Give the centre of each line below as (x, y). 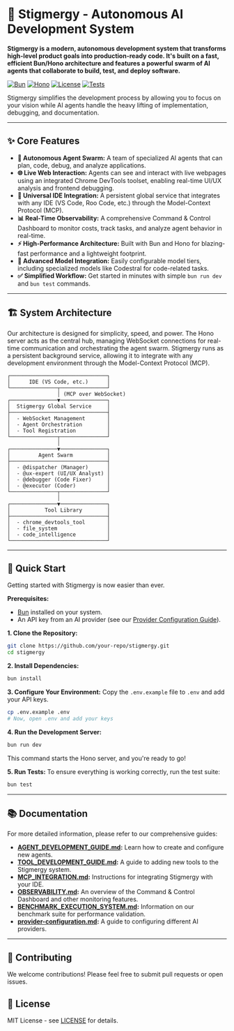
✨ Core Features (44, 141)
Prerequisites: (28, 599)
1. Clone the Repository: (42, 633)
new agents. (35, 855)
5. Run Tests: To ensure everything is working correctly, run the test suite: (114, 771)
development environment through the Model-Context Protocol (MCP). (109, 363)
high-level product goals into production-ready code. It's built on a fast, (113, 56)
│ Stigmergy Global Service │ (59, 406)
